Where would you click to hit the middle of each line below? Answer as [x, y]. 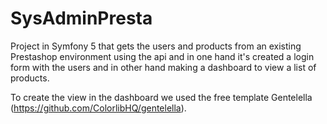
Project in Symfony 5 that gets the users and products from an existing [156, 46]
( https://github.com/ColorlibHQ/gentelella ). [98, 108]
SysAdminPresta [81, 18]
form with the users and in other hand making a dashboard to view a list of [163, 67]
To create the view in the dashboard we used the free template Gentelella [161, 97]
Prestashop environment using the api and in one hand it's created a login [162, 56]
